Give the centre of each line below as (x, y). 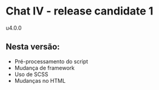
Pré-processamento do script (51, 61)
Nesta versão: (33, 47)
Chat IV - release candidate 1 (79, 11)
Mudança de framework (45, 68)
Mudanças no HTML (40, 80)
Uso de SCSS (31, 74)
